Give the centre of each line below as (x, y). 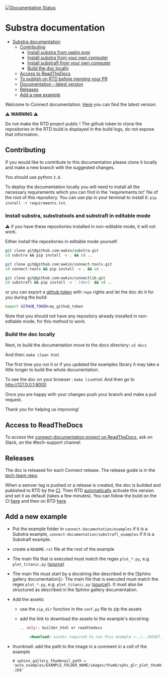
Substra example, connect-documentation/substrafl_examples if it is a (83, 534)
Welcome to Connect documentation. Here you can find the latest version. (81, 104)
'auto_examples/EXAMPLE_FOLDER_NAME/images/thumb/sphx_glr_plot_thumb (87, 665)
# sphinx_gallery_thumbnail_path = (49, 661)
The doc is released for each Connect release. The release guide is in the (80, 470)
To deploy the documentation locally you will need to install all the (73, 187)
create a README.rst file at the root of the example (63, 549)
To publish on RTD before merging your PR (64, 79)
